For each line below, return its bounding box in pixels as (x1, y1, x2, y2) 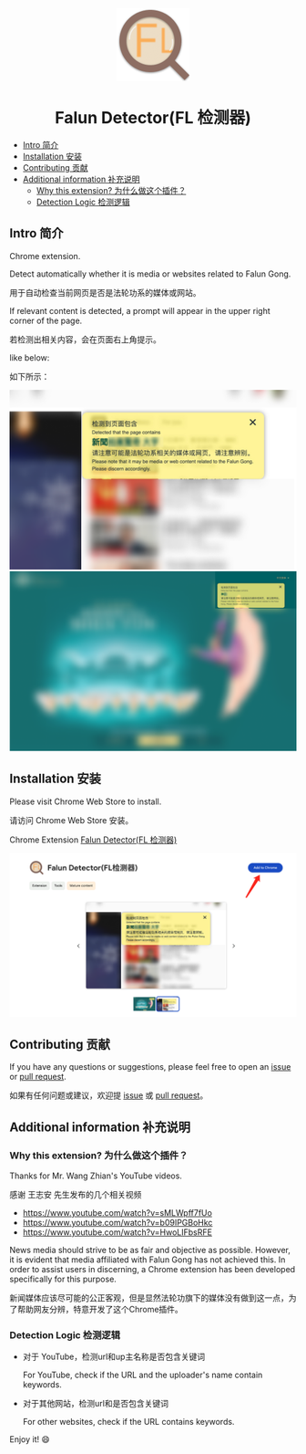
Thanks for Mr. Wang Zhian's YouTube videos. (9, 1170, 182, 1181)
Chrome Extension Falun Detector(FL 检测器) (9, 834, 178, 845)
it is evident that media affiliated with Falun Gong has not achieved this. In (9, 1254, 286, 1265)
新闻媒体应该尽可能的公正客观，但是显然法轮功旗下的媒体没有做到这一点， (9, 1292, 289, 1303)
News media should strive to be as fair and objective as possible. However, (9, 1245, 291, 1255)
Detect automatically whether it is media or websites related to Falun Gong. (9, 268, 291, 279)
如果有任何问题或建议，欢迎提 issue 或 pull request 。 (9, 1090, 209, 1101)
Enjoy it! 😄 (9, 1434, 50, 1445)
